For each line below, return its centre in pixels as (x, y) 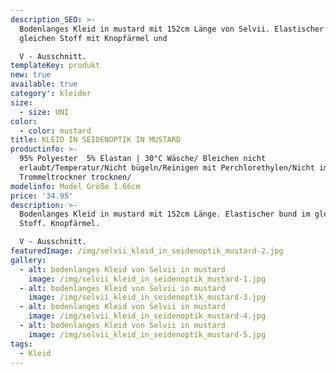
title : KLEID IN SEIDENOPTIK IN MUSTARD (96, 140)
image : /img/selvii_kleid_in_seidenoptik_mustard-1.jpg (147, 279)
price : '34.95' (42, 196)
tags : (21, 344)
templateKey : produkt (55, 66)
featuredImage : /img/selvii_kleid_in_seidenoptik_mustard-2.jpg (147, 251)
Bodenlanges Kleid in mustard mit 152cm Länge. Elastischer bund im (165, 214)
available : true (44, 84)
